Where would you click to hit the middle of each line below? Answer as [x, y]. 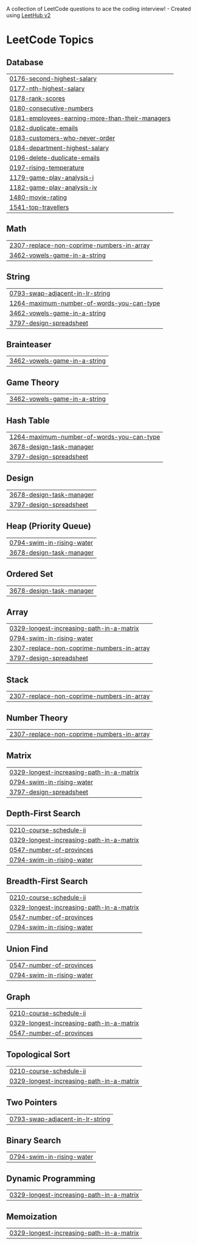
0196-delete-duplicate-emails [55, 158]
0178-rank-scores [37, 98]
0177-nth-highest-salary [47, 89]
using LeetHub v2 [29, 15]
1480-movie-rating [38, 197]
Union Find [27, 949]
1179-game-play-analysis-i [52, 178]
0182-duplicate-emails [44, 128]
